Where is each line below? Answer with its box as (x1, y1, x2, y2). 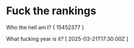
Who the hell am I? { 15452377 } (6, 24, 84, 31)
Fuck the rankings (6, 4, 97, 18)
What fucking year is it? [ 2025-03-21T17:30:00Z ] (6, 35, 129, 42)
